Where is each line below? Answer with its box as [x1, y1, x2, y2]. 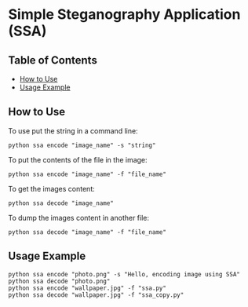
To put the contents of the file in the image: [8, 155, 148, 164]
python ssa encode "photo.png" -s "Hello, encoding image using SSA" [8, 270, 241, 278]
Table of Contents [8, 53, 98, 67]
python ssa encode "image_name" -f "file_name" [8, 170, 167, 178]
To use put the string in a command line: [8, 126, 139, 135]
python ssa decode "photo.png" [8, 277, 111, 285]
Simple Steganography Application [8, 5, 241, 24]
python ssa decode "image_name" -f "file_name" [8, 228, 167, 236]
